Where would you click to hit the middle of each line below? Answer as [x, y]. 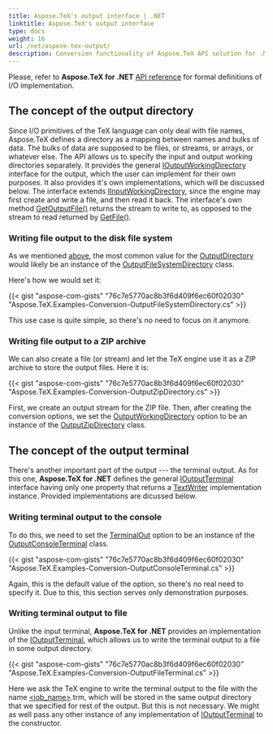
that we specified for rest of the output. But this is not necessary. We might [134, 706]
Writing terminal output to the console [85, 517]
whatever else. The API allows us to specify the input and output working [131, 156]
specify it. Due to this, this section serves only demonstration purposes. [129, 592]
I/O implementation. [41, 85]
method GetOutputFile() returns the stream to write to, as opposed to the [130, 208]
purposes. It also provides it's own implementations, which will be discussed [136, 182]
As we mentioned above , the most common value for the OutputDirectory [131, 256]
